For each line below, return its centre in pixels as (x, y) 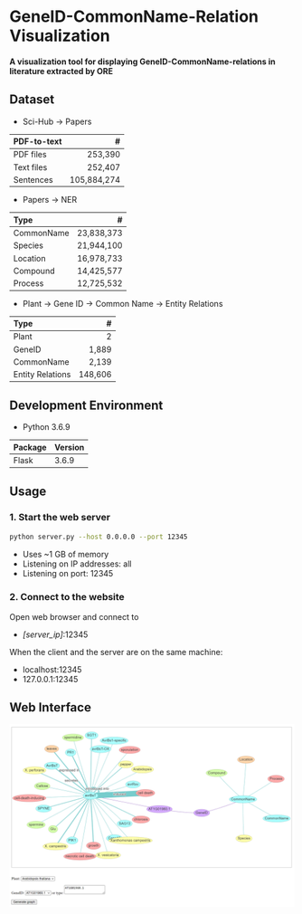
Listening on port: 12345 (68, 574)
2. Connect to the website (67, 597)
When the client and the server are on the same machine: (116, 652)
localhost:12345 (52, 669)
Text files (30, 167)
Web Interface (51, 707)
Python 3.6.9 (46, 427)
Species (28, 245)
